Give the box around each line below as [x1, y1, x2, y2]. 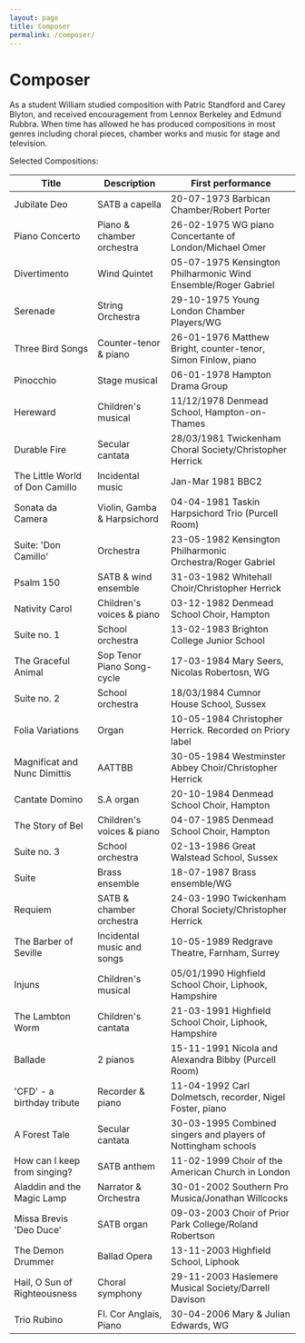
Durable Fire [14, 443, 66, 456]
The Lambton [14, 1010, 71, 1023]
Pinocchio [14, 374, 57, 387]
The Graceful [14, 655, 71, 668]
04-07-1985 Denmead [171, 814, 274, 827]
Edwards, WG [171, 1319, 230, 1332]
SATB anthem [97, 1160, 156, 1173]
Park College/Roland [171, 1219, 259, 1231]
